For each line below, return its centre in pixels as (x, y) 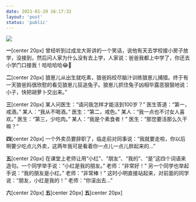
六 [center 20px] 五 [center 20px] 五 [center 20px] (64, 193)
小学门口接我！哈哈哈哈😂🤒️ (39, 65)
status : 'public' (27, 22)
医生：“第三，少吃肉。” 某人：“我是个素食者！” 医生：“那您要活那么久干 (102, 119)
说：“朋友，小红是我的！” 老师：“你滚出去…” (59, 180)
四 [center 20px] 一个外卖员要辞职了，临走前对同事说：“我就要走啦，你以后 (96, 139)
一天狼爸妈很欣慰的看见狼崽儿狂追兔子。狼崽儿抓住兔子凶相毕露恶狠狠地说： (98, 85)
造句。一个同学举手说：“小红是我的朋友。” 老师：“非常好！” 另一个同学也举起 (98, 166)
